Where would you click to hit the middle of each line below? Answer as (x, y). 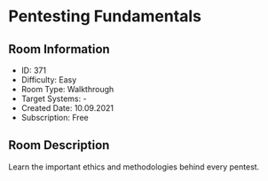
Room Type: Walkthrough (67, 89)
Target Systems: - (54, 98)
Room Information (59, 49)
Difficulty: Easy (49, 80)
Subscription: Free (55, 118)
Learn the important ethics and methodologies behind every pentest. (134, 167)
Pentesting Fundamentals (105, 16)
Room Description (59, 145)
